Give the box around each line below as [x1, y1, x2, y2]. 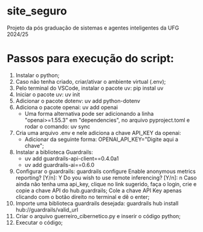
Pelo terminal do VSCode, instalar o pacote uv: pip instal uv [15, 84, 164, 92]
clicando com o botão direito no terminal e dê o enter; [15, 193, 150, 200]
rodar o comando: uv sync [24, 122, 91, 130]
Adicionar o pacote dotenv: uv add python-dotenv [15, 97, 141, 104]
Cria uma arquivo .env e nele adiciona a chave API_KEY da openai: [15, 129, 181, 136]
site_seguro [7, 4, 67, 18]
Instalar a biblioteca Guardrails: [15, 148, 93, 155]
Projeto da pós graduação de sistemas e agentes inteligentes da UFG [7, 24, 179, 31]
